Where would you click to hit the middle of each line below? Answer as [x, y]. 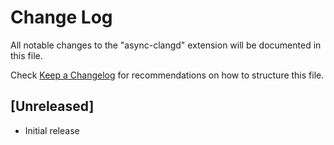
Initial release [52, 130]
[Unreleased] [52, 106]
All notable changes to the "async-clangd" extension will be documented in [166, 45]
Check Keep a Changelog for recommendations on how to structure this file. [167, 75]
